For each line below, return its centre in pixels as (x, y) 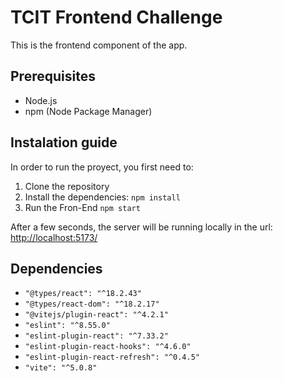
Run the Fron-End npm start (82, 207)
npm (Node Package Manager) (88, 111)
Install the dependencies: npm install (102, 197)
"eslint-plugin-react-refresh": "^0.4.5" (112, 357)
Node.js (41, 100)
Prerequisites (53, 76)
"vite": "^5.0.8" (61, 368)
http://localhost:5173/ (54, 237)
